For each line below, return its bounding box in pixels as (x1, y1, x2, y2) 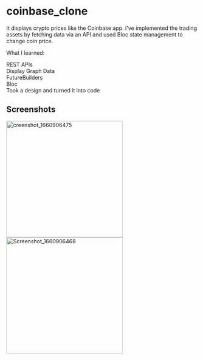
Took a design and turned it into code (6, 86, 100, 94)
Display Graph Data (6, 67, 55, 74)
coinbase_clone (6, 4, 88, 18)
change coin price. (6, 37, 53, 44)
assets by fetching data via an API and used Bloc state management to (6, 30, 184, 38)
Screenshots (6, 105, 56, 115)
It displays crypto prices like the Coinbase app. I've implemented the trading (6, 24, 198, 32)
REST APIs (6, 61, 33, 68)
